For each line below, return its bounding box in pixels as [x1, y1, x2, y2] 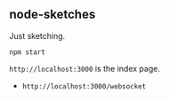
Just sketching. [9, 30, 66, 41]
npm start [9, 48, 46, 57]
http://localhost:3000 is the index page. [9, 63, 160, 73]
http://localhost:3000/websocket [21, 81, 147, 91]
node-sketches [9, 7, 96, 22]
